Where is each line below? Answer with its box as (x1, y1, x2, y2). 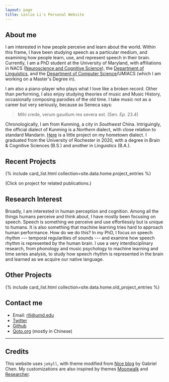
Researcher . (5, 371, 30, 377)
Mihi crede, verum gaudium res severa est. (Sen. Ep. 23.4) (17, 112, 139, 118)
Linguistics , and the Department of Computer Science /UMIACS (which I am (5, 71, 161, 77)
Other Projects (5, 271, 52, 279)
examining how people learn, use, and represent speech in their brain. (5, 55, 150, 61)
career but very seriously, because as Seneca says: (5, 102, 112, 108)
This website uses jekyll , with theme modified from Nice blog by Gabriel (5, 360, 157, 367)
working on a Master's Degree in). (5, 76, 76, 82)
